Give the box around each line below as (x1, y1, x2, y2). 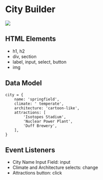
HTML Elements (5, 34, 56, 43)
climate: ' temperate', (14, 101, 64, 106)
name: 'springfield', (14, 97, 59, 102)
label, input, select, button (12, 59, 67, 65)
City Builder (5, 4, 56, 15)
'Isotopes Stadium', (23, 114, 66, 119)
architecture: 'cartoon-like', (14, 105, 80, 111)
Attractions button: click (12, 170, 62, 176)
